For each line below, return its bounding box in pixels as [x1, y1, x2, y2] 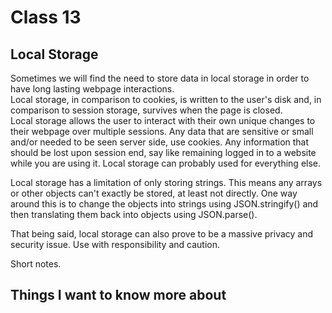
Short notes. [10, 258, 62, 270]
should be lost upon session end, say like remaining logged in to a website [10, 147, 317, 158]
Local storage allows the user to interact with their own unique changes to [10, 115, 316, 126]
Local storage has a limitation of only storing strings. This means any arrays [10, 177, 323, 188]
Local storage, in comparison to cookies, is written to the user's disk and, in [10, 94, 322, 105]
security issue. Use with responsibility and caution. [10, 239, 221, 250]
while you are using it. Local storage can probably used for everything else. [10, 157, 322, 169]
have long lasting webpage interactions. [10, 83, 175, 95]
